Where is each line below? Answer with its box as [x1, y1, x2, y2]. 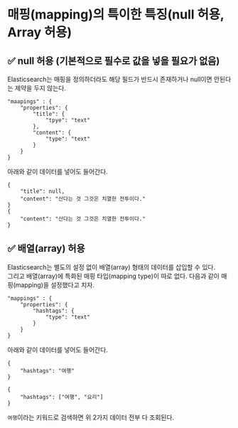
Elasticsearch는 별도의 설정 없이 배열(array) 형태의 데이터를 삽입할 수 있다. [7, 262, 215, 271]
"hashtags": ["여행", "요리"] [20, 393, 104, 400]
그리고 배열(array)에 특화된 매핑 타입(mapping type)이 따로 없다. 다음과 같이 [7, 272, 220, 280]
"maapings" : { [7, 98, 53, 105]
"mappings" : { [7, 294, 53, 302]
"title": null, [20, 188, 65, 195]
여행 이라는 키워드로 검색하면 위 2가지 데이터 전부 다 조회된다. [7, 413, 175, 422]
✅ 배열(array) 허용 [7, 242, 85, 255]
